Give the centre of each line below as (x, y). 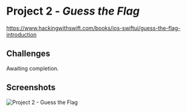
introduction (22, 34)
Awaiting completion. (32, 68)
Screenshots (31, 87)
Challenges (28, 54)
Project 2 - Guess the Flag (73, 11)
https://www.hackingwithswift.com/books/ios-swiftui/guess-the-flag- (93, 28)
